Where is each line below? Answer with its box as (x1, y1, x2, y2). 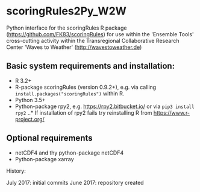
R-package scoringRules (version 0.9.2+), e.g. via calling (14, 83, 157, 91)
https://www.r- (153, 109, 190, 116)
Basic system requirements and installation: (6, 61, 175, 71)
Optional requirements (6, 133, 93, 143)
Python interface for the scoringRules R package (6, 24, 127, 31)
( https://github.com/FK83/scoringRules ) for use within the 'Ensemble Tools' (6, 30, 194, 37)
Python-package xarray (14, 155, 74, 162)
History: (6, 167, 26, 174)
